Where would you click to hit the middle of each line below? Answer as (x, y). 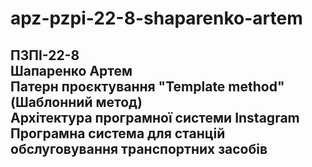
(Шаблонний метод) (76, 102)
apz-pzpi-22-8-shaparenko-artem (156, 18)
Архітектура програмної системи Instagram (155, 117)
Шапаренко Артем (71, 70)
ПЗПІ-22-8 (45, 55)
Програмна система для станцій (118, 133)
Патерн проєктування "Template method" (147, 86)
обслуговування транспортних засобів (139, 148)
